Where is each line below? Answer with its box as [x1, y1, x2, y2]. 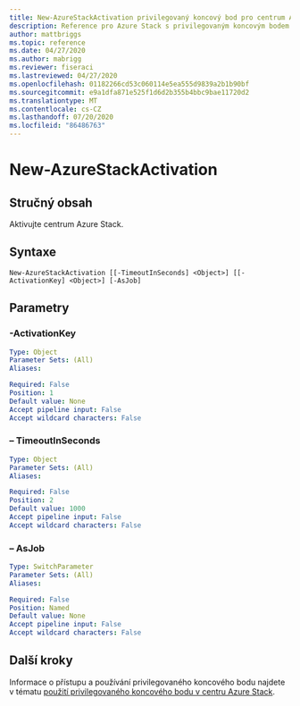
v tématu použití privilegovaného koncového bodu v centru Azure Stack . [9, 685, 275, 697]
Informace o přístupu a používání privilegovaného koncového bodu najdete [9, 677, 286, 687]
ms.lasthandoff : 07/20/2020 [9, 113, 114, 122]
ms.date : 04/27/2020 [9, 46, 87, 55]
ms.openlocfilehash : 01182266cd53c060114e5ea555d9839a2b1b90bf [9, 80, 250, 88]
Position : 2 [9, 496, 54, 505]
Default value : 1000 [9, 504, 87, 514]
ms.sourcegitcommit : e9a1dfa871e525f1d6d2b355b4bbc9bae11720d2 [9, 88, 250, 97]
